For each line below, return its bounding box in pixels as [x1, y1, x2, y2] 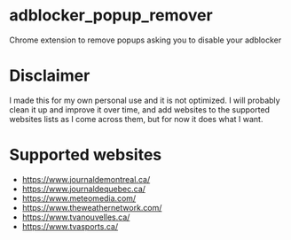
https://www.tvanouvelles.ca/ [21, 212, 130, 222]
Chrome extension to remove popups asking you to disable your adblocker [9, 35, 282, 45]
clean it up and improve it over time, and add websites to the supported [9, 104, 271, 115]
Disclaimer [9, 66, 90, 86]
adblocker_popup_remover [9, 5, 213, 26]
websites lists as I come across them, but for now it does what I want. [9, 113, 263, 124]
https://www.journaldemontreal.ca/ [21, 174, 151, 184]
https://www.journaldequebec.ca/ [21, 183, 146, 194]
